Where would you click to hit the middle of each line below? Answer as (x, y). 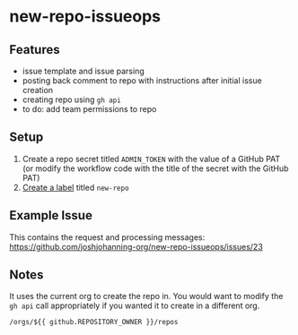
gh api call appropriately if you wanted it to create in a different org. (135, 305)
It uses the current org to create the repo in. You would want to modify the (146, 296)
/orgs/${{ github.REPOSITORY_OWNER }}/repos (94, 322)
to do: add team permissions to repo (89, 109)
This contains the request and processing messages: (107, 237)
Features (35, 50)
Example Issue (51, 215)
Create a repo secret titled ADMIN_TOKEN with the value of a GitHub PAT (151, 159)
